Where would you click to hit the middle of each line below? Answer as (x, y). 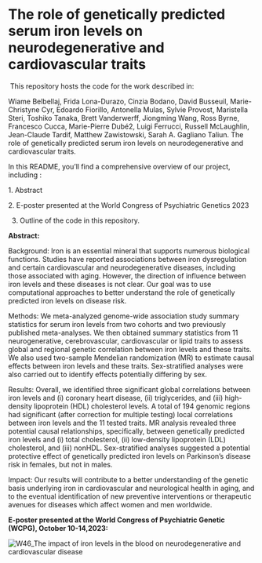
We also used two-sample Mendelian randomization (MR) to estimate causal (131, 358)
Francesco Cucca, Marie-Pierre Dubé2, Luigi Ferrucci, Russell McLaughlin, (129, 126)
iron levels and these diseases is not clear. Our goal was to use (110, 284)
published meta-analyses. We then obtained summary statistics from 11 (123, 332)
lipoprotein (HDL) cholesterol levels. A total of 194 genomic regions (142, 406)
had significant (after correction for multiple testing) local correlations (121, 414)
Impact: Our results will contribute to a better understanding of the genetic (128, 479)
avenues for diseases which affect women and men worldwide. (110, 504)
